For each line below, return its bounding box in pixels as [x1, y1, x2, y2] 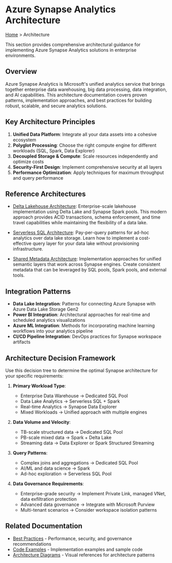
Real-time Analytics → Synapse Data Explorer [20, 404, 117, 410]
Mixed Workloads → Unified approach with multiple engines [20, 409, 147, 415]
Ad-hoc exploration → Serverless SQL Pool [20, 471, 112, 477]
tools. [12, 272, 25, 278]
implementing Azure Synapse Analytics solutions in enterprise [5, 47, 137, 53]
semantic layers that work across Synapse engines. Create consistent [12, 261, 161, 267]
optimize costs [12, 158, 44, 165]
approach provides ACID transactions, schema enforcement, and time [12, 214, 161, 220]
